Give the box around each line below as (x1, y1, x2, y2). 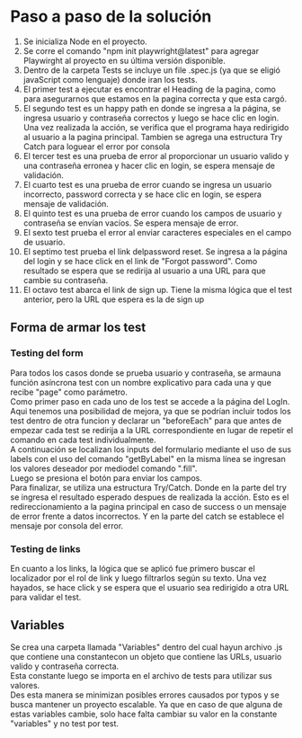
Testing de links (10, 542, 82, 555)
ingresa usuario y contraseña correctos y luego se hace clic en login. (22, 112, 280, 123)
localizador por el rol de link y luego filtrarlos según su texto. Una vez (10, 573, 268, 583)
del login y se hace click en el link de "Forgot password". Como (22, 255, 258, 266)
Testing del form (10, 347, 84, 360)
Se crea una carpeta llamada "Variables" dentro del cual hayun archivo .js (10, 641, 283, 653)
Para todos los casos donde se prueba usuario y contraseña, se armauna (10, 367, 281, 378)
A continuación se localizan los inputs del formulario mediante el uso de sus (10, 443, 291, 455)
